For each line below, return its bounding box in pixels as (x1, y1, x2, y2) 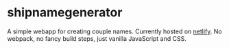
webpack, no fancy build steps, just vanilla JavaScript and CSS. (7, 34, 186, 42)
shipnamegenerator (7, 5, 123, 20)
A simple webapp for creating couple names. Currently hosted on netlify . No (7, 27, 222, 35)
